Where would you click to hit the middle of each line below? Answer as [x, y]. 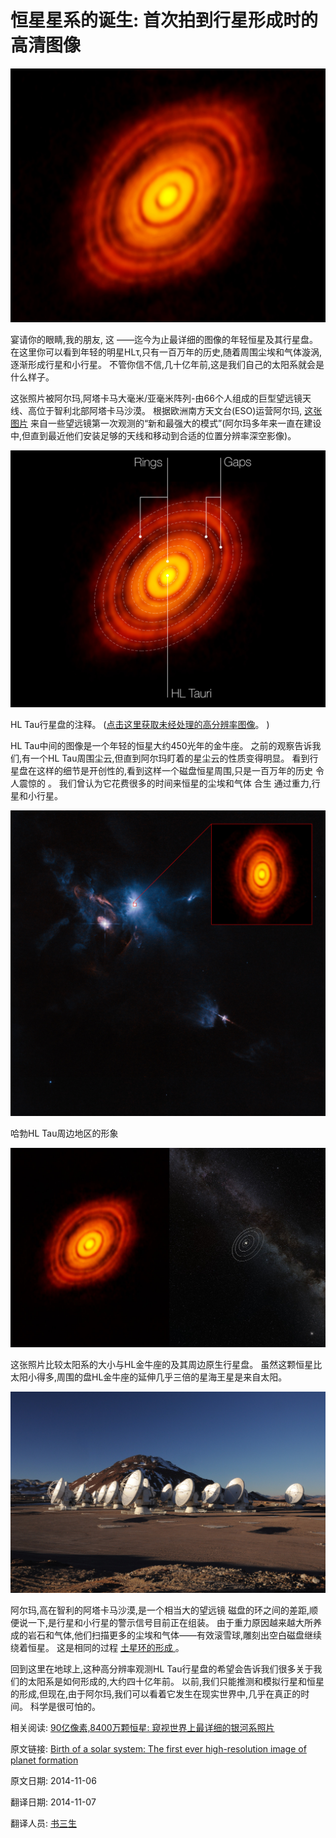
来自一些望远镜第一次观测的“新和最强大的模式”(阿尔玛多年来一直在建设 [175, 423]
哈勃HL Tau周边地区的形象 [64, 1133]
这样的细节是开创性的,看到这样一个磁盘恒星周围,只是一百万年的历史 [175, 771]
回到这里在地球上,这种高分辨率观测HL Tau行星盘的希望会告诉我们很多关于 [162, 1668]
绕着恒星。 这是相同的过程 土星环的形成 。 [97, 1647]
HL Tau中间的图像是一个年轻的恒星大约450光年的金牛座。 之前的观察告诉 [161, 746]
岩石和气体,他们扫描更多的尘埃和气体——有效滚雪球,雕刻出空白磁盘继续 [175, 1635]
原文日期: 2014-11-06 [53, 1780]
